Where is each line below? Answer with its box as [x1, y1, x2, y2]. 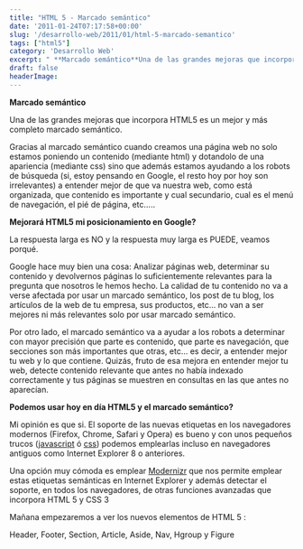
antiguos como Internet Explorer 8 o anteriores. [9, 448, 186, 459]
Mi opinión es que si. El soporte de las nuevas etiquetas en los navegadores [9, 419, 291, 430]
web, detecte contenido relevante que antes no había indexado [9, 365, 243, 376]
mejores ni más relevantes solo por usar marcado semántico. [9, 309, 236, 320]
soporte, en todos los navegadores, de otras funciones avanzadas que [9, 484, 272, 495]
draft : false [9, 64, 59, 73]
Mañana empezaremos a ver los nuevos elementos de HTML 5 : [9, 511, 246, 522]
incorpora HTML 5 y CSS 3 [9, 494, 110, 505]
